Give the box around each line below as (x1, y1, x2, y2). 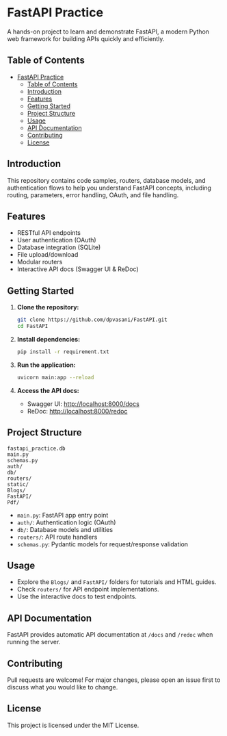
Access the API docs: (16, 386, 80, 394)
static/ (7, 481, 29, 487)
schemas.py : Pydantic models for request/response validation (16, 540, 189, 548)
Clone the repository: (16, 303, 79, 312)
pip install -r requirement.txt (16, 348, 109, 355)
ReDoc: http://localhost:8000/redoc (27, 407, 128, 415)
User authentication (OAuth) (16, 236, 97, 244)
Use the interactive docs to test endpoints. (16, 592, 137, 600)
